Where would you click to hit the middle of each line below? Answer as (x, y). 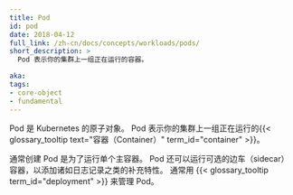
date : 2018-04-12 (42, 34)
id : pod (24, 26)
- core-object (36, 93)
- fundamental (36, 101)
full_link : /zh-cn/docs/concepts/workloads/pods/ (105, 43)
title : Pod (30, 18)
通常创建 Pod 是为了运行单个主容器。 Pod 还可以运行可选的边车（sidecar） (149, 158)
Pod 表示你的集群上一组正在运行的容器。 (83, 60)
